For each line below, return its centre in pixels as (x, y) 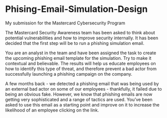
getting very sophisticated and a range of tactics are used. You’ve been (79, 99)
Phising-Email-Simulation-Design (76, 9)
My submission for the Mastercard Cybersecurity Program (65, 23)
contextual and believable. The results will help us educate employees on (80, 63)
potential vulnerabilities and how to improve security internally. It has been (82, 38)
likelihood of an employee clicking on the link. (52, 110)
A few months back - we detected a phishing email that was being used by (82, 84)
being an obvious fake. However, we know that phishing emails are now (79, 94)
